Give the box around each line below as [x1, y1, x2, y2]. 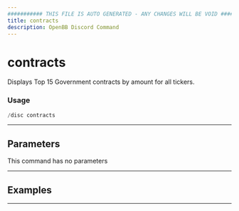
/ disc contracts [7, 112, 55, 119]
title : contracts [7, 17, 59, 24]
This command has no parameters [7, 157, 108, 166]
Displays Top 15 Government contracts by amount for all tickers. [7, 77, 195, 86]
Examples [7, 184, 52, 196]
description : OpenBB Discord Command [7, 23, 119, 31]
